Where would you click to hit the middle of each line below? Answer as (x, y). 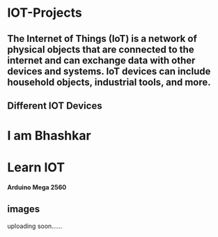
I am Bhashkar (49, 136)
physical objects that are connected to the (101, 49)
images (24, 209)
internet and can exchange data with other (101, 60)
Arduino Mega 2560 (37, 187)
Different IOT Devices (55, 106)
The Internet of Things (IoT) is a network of (102, 39)
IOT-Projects (45, 13)
